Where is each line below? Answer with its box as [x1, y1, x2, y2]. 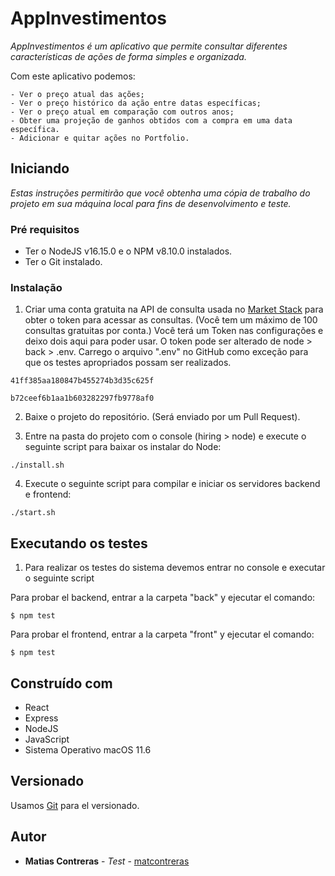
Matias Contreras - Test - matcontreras [24, 855, 190, 867]
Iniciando [10, 160, 70, 177]
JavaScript [24, 733, 70, 745]
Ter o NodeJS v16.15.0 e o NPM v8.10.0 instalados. [24, 245, 233, 257]
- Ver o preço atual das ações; [10, 89, 145, 99]
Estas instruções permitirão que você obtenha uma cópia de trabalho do [10, 187, 311, 199]
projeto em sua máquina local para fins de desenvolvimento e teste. [10, 197, 292, 209]
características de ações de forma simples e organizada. [10, 50, 247, 62]
